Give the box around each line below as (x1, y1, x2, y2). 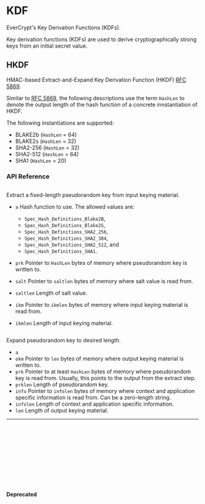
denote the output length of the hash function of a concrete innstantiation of (6, 101, 198, 108)
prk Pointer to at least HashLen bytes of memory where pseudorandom (15, 368, 191, 375)
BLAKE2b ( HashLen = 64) (15, 131, 77, 138)
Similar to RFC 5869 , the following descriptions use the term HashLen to (6, 94, 185, 101)
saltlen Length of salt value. (15, 289, 87, 297)
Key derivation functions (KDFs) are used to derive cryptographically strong (6, 35, 197, 43)
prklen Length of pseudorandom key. (15, 381, 109, 388)
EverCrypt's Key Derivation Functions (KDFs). (6, 24, 121, 31)
